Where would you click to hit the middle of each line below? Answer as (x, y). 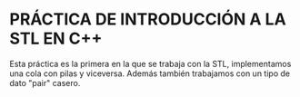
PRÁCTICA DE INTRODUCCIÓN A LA (148, 19)
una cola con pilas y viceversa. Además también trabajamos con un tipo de (150, 73)
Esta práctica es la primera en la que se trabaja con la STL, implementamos (150, 63)
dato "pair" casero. (45, 82)
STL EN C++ (56, 39)
